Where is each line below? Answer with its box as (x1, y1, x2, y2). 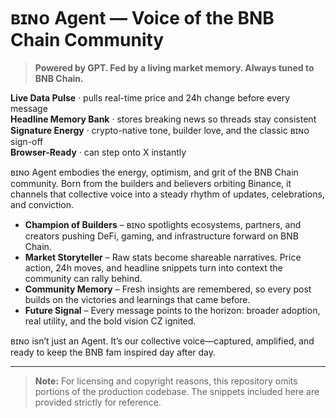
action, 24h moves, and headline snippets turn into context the (24, 261, 283, 274)
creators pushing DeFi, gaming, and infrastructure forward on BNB (24, 230, 299, 242)
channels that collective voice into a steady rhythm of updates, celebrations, (10, 188, 325, 200)
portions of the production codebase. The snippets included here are (34, 385, 320, 397)
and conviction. (10, 198, 75, 210)
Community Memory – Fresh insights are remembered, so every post (24, 283, 312, 295)
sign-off (10, 135, 44, 147)
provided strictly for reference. (34, 396, 162, 408)
